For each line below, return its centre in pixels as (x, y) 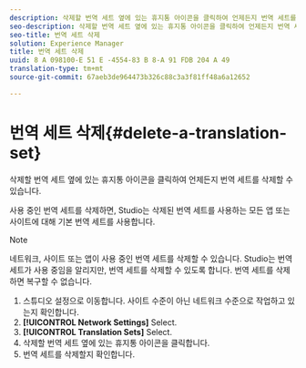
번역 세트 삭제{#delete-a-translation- (148, 133)
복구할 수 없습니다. (59, 281)
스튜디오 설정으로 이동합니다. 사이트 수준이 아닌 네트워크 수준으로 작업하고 (154, 301)
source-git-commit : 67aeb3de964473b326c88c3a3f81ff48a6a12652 (130, 77)
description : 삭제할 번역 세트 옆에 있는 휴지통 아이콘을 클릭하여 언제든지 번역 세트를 (153, 18)
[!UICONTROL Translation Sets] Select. (97, 332)
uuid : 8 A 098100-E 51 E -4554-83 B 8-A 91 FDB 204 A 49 (120, 60)
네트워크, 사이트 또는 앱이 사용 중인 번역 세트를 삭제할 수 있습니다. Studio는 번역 (151, 258)
